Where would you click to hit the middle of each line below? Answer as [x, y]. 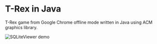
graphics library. [21, 27]
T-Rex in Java [33, 9]
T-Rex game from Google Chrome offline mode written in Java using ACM [79, 22]
